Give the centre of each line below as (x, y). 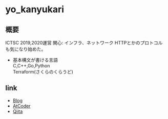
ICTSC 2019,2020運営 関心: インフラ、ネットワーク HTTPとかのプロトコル (84, 43)
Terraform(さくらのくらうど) (43, 72)
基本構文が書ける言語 (35, 60)
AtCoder (22, 106)
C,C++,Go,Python (31, 66)
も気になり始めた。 (26, 49)
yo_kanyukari (35, 9)
